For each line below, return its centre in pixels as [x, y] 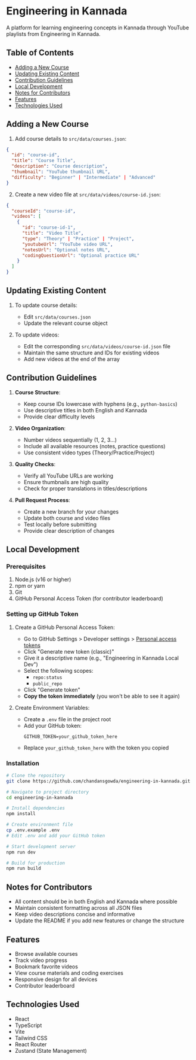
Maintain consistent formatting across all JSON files [78, 908]
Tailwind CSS [31, 1038]
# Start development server [41, 846]
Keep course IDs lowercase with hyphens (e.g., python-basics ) [100, 404]
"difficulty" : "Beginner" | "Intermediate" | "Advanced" [84, 177]
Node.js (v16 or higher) [43, 579]
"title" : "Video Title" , [53, 233]
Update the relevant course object [66, 323]
